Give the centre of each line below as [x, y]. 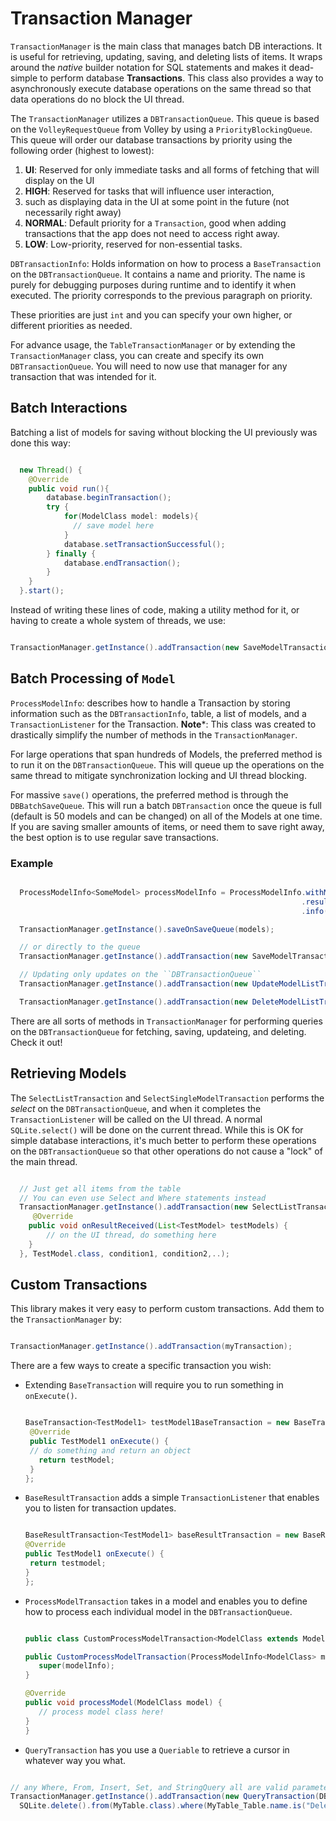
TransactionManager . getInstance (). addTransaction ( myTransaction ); [151, 1347]
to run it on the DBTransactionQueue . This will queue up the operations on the [167, 764]
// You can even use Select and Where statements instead [143, 1198]
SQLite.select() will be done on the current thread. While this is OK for [157, 1129]
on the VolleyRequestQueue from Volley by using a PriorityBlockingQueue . [161, 129]
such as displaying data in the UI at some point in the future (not [157, 201]
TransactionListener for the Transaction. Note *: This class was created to [163, 724]
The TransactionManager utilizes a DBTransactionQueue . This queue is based [165, 118]
